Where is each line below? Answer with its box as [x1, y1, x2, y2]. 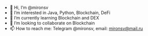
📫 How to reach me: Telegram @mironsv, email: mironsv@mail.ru [9, 26, 144, 31]
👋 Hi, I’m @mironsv [9, 5, 49, 10]
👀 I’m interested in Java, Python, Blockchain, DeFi [9, 10, 111, 16]
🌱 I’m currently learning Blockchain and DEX [9, 15, 99, 20]
